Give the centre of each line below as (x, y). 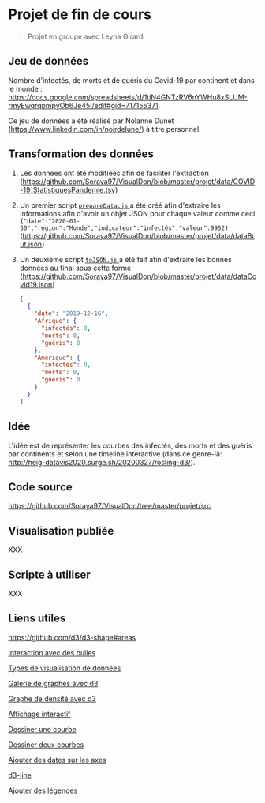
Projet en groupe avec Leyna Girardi (86, 36)
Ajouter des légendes (43, 790)
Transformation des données (81, 154)
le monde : (26, 88)
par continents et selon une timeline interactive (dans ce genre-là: (115, 454)
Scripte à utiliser (49, 574)
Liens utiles (37, 619)
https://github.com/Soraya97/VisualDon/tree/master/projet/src (110, 506)
